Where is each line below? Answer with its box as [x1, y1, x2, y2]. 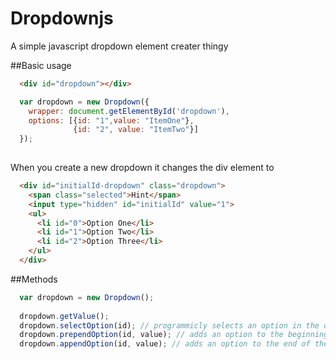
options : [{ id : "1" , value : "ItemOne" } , [28, 115, 195, 126]
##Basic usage [10, 59, 72, 71]
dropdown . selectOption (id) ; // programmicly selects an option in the [19, 320, 320, 331]
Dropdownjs [10, 7, 114, 30]
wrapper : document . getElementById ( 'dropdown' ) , [28, 106, 230, 116]
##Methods [10, 273, 58, 285]
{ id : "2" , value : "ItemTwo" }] [73, 125, 199, 135]
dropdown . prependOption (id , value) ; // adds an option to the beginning [19, 330, 329, 340]
